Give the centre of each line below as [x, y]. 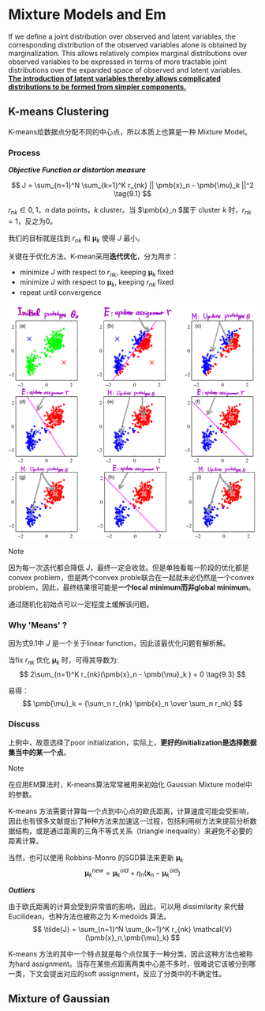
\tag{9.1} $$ [132, 194]
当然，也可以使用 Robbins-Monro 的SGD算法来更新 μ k [96, 858]
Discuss [24, 724]
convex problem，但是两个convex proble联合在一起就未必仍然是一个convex [131, 578]
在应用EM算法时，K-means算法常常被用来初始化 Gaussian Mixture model [127, 784]
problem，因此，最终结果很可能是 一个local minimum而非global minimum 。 [132, 587]
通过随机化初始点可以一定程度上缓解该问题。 [81, 604]
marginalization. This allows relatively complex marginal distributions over [128, 53]
